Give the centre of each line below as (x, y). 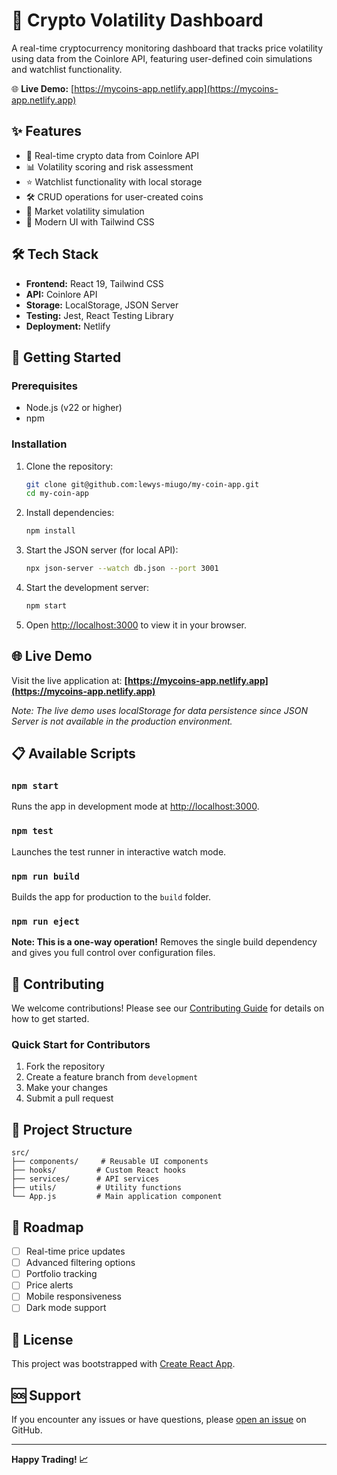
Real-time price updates (75, 1251)
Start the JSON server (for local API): (102, 550)
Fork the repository (65, 1066)
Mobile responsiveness (73, 1296)
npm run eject (45, 921)
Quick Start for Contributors (81, 1045)
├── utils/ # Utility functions (97, 1188)
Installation (39, 444)
